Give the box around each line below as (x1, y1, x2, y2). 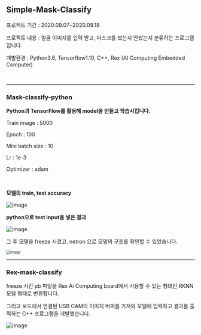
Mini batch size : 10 (6, 143, 54, 150)
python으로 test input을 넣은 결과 (6, 214, 87, 221)
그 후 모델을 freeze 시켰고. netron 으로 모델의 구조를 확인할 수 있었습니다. (6, 238, 178, 245)
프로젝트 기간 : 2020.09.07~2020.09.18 (6, 21, 100, 29)
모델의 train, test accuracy (6, 189, 72, 196)
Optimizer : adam (6, 165, 49, 173)
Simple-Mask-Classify (6, 5, 92, 15)
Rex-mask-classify (6, 268, 63, 276)
